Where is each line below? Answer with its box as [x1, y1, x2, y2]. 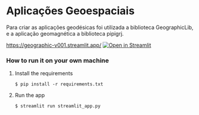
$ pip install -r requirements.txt [14, 81, 104, 87]
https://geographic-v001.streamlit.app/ [6, 41, 102, 49]
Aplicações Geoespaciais [6, 4, 135, 18]
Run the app [14, 92, 45, 99]
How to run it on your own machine [6, 56, 109, 65]
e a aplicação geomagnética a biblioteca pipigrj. [6, 30, 124, 37]
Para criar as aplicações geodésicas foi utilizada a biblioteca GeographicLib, [6, 24, 194, 31]
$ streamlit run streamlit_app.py [14, 103, 101, 109]
